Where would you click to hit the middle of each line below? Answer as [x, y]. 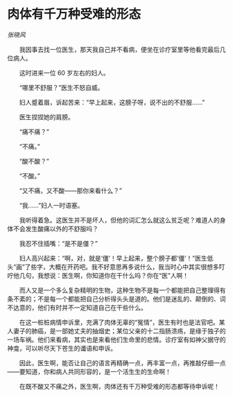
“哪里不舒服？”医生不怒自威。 [61, 87]
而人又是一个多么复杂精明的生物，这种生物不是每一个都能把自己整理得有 [122, 290]
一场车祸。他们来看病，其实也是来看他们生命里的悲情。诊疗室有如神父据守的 [116, 339]
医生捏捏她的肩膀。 [46, 117]
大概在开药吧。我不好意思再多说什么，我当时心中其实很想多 [134, 267]
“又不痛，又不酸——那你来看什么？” [71, 191]
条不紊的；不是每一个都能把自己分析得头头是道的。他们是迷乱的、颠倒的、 [113, 299]
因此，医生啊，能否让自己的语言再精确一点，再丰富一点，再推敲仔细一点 [122, 363]
